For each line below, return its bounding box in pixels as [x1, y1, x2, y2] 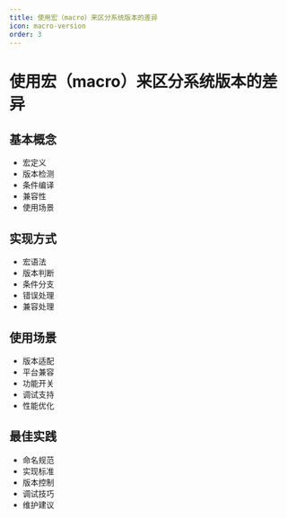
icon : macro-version [9, 22, 87, 30]
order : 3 [9, 30, 42, 39]
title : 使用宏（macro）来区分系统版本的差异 [9, 13, 159, 22]
